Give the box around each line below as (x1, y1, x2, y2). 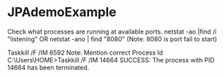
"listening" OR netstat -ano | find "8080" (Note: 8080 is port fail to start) (7, 34, 218, 43)
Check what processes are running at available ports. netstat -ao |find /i (7, 27, 217, 36)
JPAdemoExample (7, 4, 117, 20)
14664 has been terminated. (7, 63, 90, 71)
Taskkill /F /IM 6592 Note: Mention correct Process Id (7, 48, 163, 57)
